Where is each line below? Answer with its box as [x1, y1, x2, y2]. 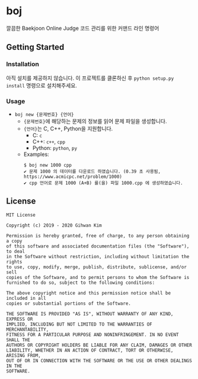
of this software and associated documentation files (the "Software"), [6, 243, 190, 249]
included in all [6, 295, 46, 301]
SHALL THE [6, 337, 31, 343]
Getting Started [6, 42, 65, 52]
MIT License [6, 212, 36, 218]
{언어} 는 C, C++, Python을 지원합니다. [23, 125, 113, 132]
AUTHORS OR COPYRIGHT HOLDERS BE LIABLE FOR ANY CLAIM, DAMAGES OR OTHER [6, 342, 193, 348]
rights [6, 259, 23, 265]
